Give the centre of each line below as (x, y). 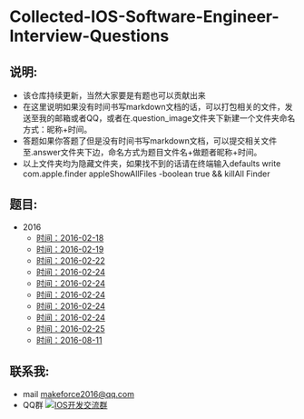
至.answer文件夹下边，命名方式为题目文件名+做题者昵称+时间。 (142, 152)
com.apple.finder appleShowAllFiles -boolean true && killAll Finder (146, 174)
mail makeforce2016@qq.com (78, 394)
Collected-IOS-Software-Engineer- (144, 17)
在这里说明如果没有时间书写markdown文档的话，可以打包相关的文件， (154, 107)
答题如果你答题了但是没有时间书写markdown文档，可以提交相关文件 (150, 141)
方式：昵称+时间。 (57, 130)
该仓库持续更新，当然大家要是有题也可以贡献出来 (114, 95)
